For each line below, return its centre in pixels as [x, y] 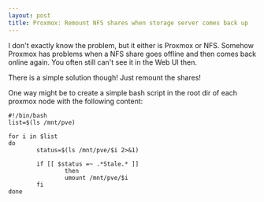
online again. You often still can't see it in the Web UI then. [103, 62]
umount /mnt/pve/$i [96, 178]
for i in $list [33, 136]
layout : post [30, 15]
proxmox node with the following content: [76, 101]
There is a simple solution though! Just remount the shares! [104, 77]
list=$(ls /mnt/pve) [42, 122]
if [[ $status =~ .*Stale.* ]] [88, 164]
